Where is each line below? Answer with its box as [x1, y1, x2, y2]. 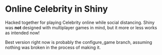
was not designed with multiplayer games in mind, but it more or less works [5, 24, 157, 30]
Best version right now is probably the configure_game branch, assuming [5, 39, 152, 45]
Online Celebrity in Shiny [5, 3, 108, 15]
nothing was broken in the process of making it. [5, 44, 101, 50]
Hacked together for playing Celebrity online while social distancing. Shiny [5, 19, 155, 25]
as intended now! [5, 30, 40, 36]
